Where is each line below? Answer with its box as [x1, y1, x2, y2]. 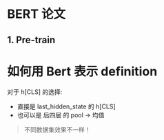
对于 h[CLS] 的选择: [7, 87, 63, 96]
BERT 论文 [7, 6, 66, 22]
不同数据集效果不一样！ [23, 125, 91, 134]
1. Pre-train [7, 34, 56, 45]
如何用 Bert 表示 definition [7, 63, 158, 79]
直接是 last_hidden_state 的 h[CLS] [17, 102, 116, 110]
